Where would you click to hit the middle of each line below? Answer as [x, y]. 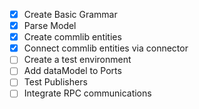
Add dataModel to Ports [72, 71]
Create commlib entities [72, 37]
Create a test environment [77, 60]
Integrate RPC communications [87, 93]
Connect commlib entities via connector [106, 48]
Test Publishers [55, 82]
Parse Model [50, 26]
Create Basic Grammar [70, 14]
